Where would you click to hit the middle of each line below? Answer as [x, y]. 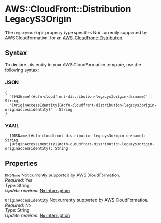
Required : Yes [19, 180]
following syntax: [22, 70]
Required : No [18, 205]
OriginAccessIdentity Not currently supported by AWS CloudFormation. [77, 200]
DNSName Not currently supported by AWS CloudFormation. [63, 175]
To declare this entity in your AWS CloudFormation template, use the [73, 64]
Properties [21, 163]
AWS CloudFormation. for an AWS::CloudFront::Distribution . [64, 38]
